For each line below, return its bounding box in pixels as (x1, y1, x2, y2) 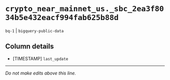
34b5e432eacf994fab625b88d (5, 13, 119, 23)
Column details (5, 42, 54, 51)
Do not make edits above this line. (5, 70, 76, 76)
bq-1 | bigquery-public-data (5, 27, 64, 34)
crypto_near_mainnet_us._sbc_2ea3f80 (5, 4, 164, 14)
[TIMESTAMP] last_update (12, 55, 68, 61)
